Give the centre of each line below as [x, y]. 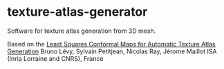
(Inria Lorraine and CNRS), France [55, 58]
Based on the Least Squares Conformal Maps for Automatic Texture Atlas [111, 44]
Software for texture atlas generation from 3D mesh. [82, 31]
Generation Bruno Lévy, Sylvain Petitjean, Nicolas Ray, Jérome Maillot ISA [112, 51]
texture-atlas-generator [77, 12]
